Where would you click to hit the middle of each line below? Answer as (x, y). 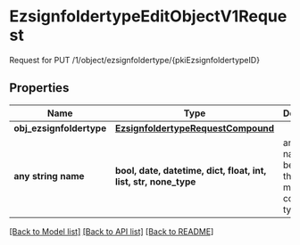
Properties (39, 88)
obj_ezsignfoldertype (60, 128)
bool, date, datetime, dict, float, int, (191, 170)
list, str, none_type (155, 182)
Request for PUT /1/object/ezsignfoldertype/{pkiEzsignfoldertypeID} (135, 60)
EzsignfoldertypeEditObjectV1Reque (148, 16)
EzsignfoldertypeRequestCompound (195, 128)
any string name (49, 176)
